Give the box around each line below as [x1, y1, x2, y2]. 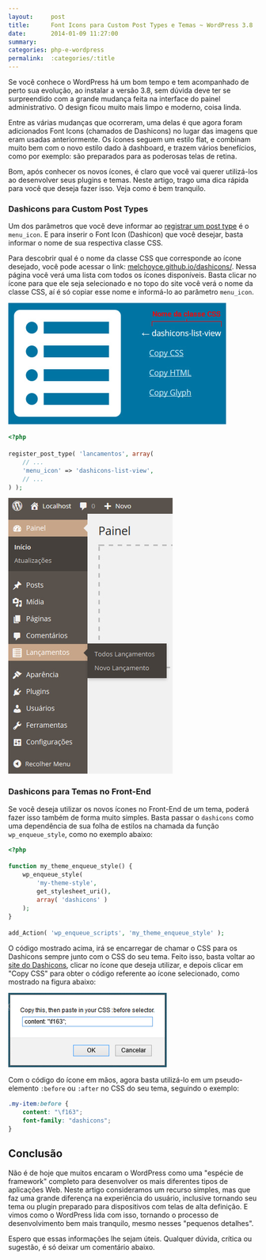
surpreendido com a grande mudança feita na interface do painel [8, 94, 221, 103]
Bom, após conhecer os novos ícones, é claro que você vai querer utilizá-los [8, 167, 258, 176]
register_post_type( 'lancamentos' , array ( [8, 450, 154, 459]
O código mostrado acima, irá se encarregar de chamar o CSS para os [8, 943, 237, 954]
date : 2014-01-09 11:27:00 [8, 29, 119, 37]
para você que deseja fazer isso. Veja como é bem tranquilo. [8, 184, 206, 193]
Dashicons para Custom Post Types [8, 203, 149, 214]
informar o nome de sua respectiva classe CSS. [8, 238, 164, 248]
